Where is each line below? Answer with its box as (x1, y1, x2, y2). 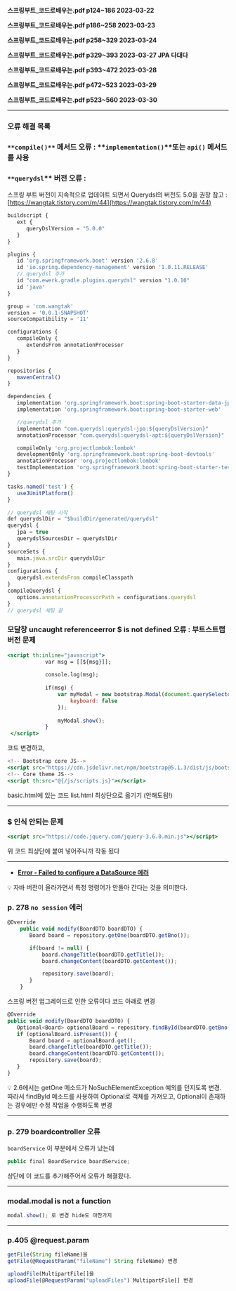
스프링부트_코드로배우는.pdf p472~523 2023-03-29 (7, 81, 157, 89)
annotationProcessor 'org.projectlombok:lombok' (16, 457, 162, 465)
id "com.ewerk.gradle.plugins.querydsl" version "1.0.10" (16, 277, 190, 284)
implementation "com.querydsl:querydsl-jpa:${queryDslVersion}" (16, 425, 209, 432)
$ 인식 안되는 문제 (7, 817, 64, 827)
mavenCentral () (16, 374, 61, 381)
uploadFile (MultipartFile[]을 (7, 1271, 95, 1278)
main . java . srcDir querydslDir (16, 554, 105, 562)
